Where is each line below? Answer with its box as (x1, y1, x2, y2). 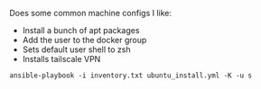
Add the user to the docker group (22, 35, 147, 45)
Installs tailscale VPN (22, 54, 101, 64)
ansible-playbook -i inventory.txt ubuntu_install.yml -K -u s (9, 71, 253, 80)
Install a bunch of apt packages (22, 25, 140, 35)
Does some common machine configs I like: (9, 8, 172, 18)
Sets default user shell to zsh (22, 44, 131, 55)
